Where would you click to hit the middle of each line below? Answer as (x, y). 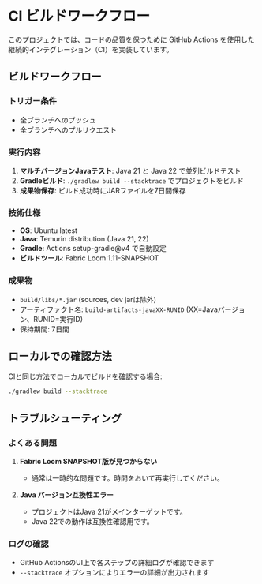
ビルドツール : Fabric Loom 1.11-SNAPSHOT (89, 258)
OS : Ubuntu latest (48, 230)
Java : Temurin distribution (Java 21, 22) (84, 239)
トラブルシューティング (65, 418)
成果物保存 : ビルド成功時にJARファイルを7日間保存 (103, 190)
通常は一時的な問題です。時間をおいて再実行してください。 (127, 477)
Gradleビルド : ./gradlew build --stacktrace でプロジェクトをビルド (132, 180)
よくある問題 (33, 443)
